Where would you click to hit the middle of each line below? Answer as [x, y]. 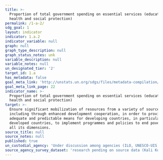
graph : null [17, 46]
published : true [21, 141]
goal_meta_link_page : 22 [30, 87]
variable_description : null [33, 60]
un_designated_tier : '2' [30, 69]
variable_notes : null [27, 64]
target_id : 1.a [20, 73]
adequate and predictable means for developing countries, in [73, 118]
